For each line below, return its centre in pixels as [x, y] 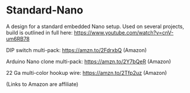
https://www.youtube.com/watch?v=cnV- [124, 32]
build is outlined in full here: [40, 32]
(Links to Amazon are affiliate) [42, 84]
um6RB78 [18, 39]
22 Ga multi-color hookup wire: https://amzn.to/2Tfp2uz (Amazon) [86, 73]
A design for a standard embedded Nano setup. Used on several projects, [95, 26]
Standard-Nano [45, 10]
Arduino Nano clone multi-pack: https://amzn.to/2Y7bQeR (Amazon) [89, 61]
